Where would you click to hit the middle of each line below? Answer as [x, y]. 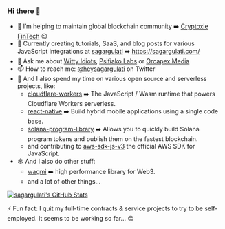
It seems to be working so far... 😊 [86, 219]
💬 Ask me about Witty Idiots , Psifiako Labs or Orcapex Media [103, 61]
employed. [22, 219]
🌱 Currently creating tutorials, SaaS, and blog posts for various [106, 43]
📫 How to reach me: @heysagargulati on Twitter [86, 69]
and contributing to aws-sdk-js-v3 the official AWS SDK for [111, 146]
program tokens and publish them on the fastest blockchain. [112, 139]
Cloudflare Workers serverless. [71, 104]
